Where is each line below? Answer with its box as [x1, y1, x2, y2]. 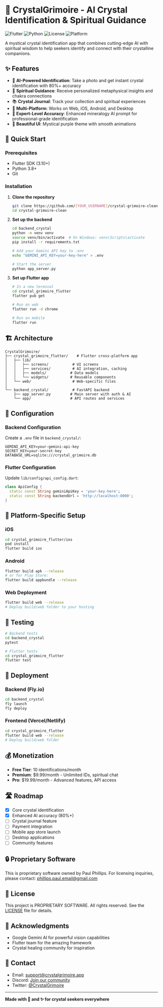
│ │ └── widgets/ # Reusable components [5, 375, 116, 380]
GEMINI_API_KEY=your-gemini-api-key [5, 444, 79, 449]
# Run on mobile [12, 315, 45, 320]
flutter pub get [12, 293, 45, 298]
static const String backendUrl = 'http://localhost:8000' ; [9, 494, 133, 498]
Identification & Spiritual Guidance [5, 15, 147, 26]
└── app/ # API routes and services [14, 396, 125, 401]
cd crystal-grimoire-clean [12, 208, 67, 213]
